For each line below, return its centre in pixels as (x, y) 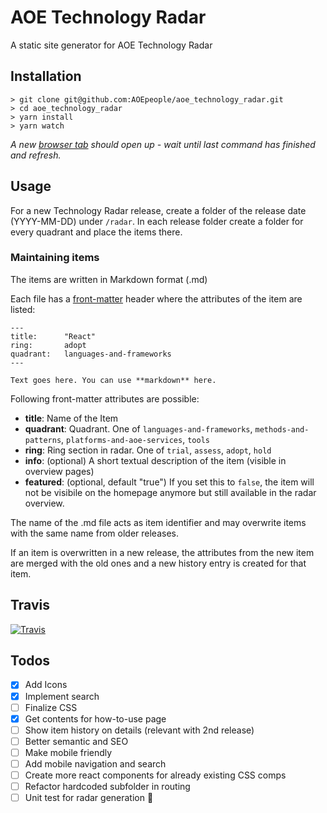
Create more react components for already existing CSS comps (155, 775)
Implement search (62, 696)
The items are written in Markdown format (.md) (109, 279)
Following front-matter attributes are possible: (105, 398)
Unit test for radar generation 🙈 (89, 798)
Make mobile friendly (68, 752)
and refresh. (36, 155)
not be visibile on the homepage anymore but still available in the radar (170, 492)
